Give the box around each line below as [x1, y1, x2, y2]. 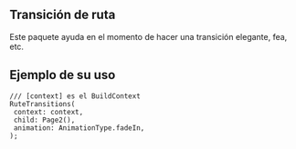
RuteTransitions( [9, 99, 76, 108]
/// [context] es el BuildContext [9, 91, 142, 101]
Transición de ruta [9, 7, 116, 23]
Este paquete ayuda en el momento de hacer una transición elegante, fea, [9, 31, 288, 42]
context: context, [13, 107, 84, 116]
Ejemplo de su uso [9, 67, 116, 83]
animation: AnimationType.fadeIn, [13, 123, 145, 133]
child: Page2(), [13, 115, 76, 124]
